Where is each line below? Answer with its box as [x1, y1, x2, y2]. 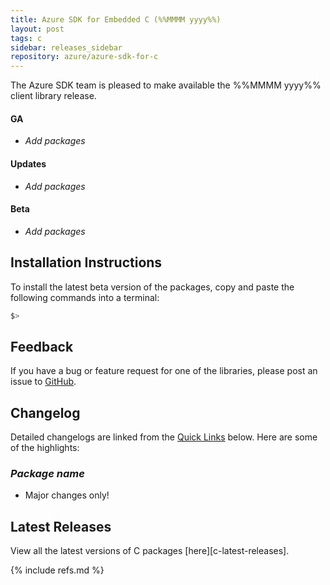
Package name [10, 466, 85, 480]
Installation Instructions [10, 254, 163, 271]
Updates [10, 157, 47, 170]
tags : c [10, 33, 43, 43]
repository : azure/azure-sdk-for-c [10, 52, 159, 62]
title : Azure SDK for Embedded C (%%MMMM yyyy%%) [10, 14, 222, 25]
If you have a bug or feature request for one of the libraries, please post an [10, 365, 318, 377]
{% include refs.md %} [10, 564, 105, 576]
